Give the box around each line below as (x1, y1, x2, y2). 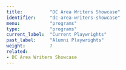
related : (6, 49, 28, 55)
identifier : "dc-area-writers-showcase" (6, 15, 121, 21)
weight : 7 (6, 43, 53, 49)
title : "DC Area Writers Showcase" (6, 9, 121, 15)
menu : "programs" (6, 20, 78, 26)
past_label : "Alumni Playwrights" (6, 37, 104, 43)
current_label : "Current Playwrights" (6, 32, 107, 38)
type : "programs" (6, 26, 78, 32)
